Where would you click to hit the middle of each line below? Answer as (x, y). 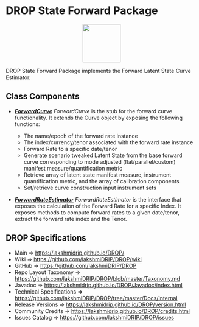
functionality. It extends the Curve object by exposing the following (99, 118)
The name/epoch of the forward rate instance (81, 136)
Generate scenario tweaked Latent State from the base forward (103, 155)
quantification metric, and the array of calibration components (101, 181)
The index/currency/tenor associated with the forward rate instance (108, 142)
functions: (27, 124)
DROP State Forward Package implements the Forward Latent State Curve (98, 71)
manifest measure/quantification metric (73, 168)
